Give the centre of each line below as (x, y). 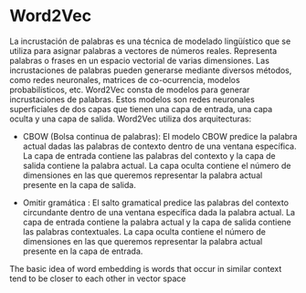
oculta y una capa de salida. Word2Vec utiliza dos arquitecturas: (131, 119)
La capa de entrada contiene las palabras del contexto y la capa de (149, 155)
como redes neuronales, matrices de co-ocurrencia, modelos (125, 79)
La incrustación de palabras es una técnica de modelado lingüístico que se (150, 41)
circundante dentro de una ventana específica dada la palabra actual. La (158, 212)
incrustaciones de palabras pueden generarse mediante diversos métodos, (151, 70)
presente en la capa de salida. (79, 184)
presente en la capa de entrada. (83, 251)
